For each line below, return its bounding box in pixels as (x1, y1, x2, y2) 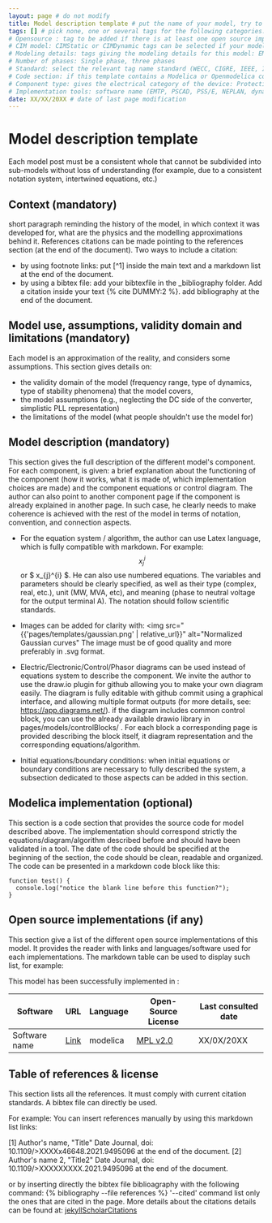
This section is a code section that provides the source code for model (8, 818, 244, 828)
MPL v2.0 (136, 1035, 173, 1046)
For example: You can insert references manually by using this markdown (8, 1113, 253, 1123)
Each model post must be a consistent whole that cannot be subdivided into (8, 157, 261, 166)
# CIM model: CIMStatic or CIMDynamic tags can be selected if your (8, 42, 244, 50)
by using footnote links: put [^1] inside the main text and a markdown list (19, 261, 261, 270)
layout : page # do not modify (8, 11, 111, 20)
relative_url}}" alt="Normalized (140, 629, 243, 639)
